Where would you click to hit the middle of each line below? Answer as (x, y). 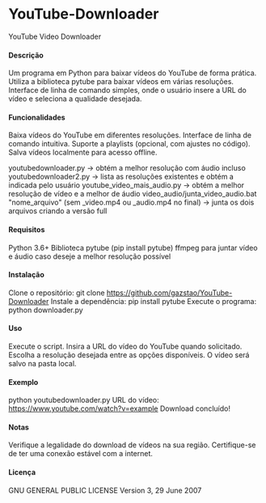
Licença (22, 472)
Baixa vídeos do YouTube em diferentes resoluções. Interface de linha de (130, 135)
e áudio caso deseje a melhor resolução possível (90, 256)
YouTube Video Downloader (55, 36)
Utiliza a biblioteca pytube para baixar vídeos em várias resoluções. (121, 82)
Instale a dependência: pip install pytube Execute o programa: (154, 301)
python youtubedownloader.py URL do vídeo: (84, 400)
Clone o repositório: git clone (57, 293)
